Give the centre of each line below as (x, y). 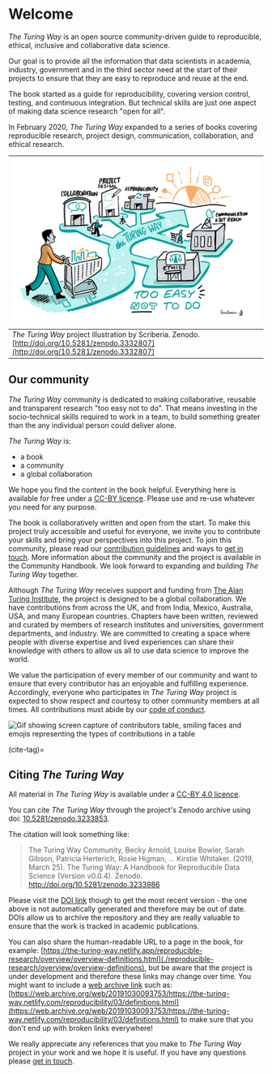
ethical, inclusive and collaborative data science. (89, 45)
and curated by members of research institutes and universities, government (136, 624)
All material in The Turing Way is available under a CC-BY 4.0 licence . (125, 794)
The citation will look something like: (69, 835)
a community (42, 465)
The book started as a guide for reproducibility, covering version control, (130, 93)
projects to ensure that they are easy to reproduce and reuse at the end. (129, 78)
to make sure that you (217, 1020)
